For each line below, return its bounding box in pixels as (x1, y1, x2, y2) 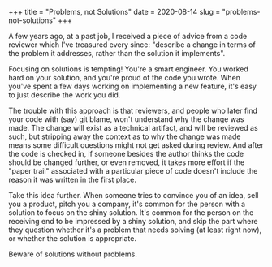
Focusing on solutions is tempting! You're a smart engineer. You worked (8, 64, 249, 74)
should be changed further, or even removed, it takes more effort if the (8, 157, 245, 167)
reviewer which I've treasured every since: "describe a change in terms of (8, 40, 256, 50)
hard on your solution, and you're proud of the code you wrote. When (8, 73, 241, 82)
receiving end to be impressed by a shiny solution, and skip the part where (8, 217, 258, 226)
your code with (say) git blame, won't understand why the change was (8, 114, 244, 124)
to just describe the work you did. (8, 90, 121, 100)
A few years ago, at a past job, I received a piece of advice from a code (8, 32, 248, 41)
